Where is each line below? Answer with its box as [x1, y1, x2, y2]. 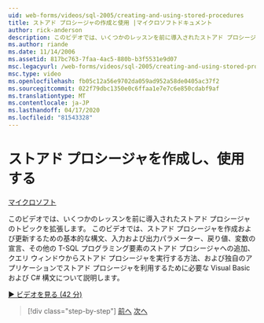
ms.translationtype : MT [8, 92, 86, 100]
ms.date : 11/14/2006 [8, 48, 76, 56]
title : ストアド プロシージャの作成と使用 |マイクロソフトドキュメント [8, 19, 213, 27]
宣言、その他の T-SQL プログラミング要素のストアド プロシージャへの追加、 [8, 243, 255, 252]
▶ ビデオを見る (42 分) [8, 289, 82, 299]
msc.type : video [8, 70, 61, 78]
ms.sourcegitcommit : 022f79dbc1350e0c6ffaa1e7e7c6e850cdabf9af [8, 84, 220, 93]
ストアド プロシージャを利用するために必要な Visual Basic [62, 262, 251, 272]
